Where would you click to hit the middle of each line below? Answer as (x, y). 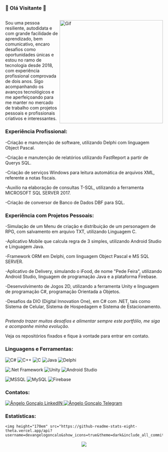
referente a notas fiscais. (31, 177)
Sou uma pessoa (22, 23)
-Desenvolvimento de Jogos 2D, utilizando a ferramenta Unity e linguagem (82, 286)
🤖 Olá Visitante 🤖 (26, 8)
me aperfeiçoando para (29, 97)
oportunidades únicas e (29, 55)
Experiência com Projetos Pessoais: (49, 215)
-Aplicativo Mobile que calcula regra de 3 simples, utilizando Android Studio (83, 241)
